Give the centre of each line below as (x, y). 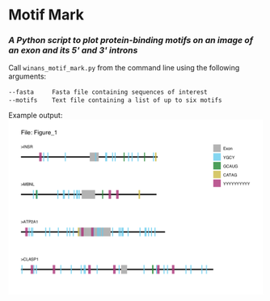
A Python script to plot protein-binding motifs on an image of (131, 40)
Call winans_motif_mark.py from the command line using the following (124, 68)
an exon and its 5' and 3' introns (73, 50)
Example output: (36, 116)
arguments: (27, 76)
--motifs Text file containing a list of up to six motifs (115, 100)
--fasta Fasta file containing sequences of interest (108, 92)
